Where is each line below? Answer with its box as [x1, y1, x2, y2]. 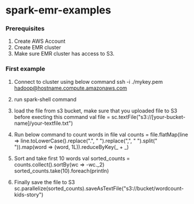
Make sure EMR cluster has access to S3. [14, 50, 115, 57]
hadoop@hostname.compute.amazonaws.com [14, 84, 128, 91]
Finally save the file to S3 [14, 178, 75, 185]
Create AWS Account [14, 38, 66, 45]
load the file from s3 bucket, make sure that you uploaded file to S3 [14, 107, 178, 114]
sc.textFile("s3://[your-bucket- [111, 113, 186, 120]
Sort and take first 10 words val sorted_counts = [14, 155, 131, 162]
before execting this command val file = [14, 113, 111, 120]
